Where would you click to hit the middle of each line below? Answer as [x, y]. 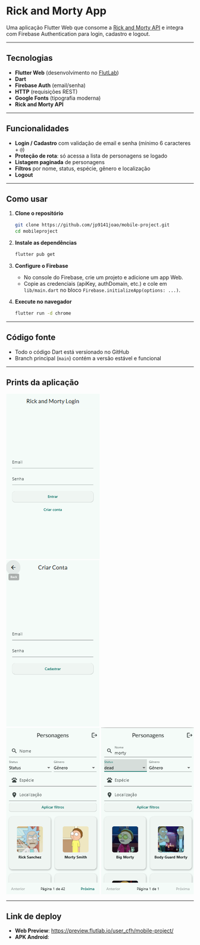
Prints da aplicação [43, 383]
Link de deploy [34, 916]
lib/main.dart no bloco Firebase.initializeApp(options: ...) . [102, 290]
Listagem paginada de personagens [60, 162]
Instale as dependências [46, 243]
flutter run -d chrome [43, 313]
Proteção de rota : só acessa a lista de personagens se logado [91, 156]
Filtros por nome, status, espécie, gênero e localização [82, 168]
